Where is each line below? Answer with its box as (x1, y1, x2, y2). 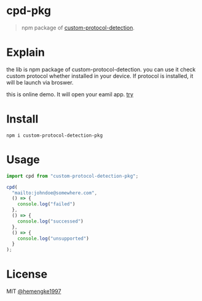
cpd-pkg (6, 4, 51, 18)
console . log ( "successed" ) (17, 218, 84, 224)
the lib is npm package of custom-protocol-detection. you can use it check (6, 66, 196, 73)
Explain (6, 45, 45, 59)
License (6, 267, 48, 281)
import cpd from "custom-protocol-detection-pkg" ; (6, 173, 139, 179)
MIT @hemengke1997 (6, 288, 61, 295)
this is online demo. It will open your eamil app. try (6, 90, 134, 98)
